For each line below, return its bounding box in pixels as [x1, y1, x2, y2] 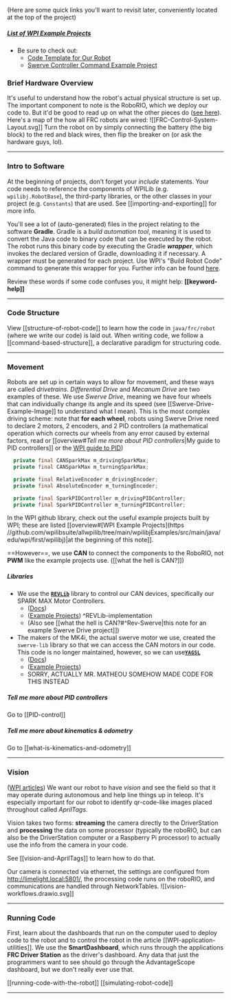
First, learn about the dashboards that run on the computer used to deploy [7, 928, 218, 937]
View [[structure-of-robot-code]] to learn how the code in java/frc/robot [7, 323, 216, 332]
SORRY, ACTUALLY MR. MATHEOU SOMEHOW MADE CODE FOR [27, 670, 213, 679]
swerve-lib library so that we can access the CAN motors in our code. [16, 641, 216, 649]
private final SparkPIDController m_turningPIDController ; [13, 501, 186, 508]
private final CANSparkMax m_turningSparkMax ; [13, 463, 149, 471]
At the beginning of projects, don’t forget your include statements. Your [7, 177, 209, 186]
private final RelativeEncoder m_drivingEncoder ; [13, 476, 158, 483]
